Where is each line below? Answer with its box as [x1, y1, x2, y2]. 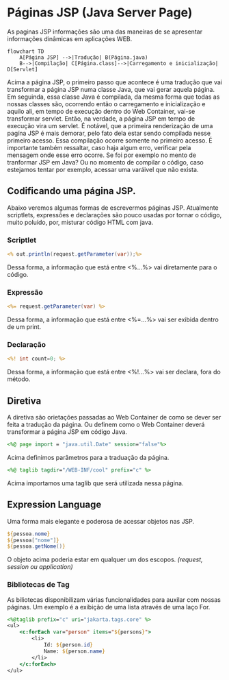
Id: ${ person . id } [43, 642, 94, 648]
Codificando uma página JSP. [7, 185, 136, 197]
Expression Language [7, 499, 102, 511]
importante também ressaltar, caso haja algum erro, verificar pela [7, 143, 191, 151]
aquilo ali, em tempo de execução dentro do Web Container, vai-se [7, 107, 196, 115]
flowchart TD [7, 48, 44, 55]
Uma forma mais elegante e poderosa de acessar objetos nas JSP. [7, 517, 195, 525]
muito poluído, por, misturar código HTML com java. [7, 218, 154, 226]
